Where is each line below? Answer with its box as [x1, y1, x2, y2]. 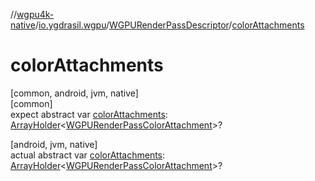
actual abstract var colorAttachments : [10, 149, 166, 161]
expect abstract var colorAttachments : [10, 108, 168, 120]
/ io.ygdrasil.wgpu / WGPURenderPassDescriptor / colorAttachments [34, 19, 305, 31]
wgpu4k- [16, 9, 55, 20]
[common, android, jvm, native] [10, 87, 139, 99]
